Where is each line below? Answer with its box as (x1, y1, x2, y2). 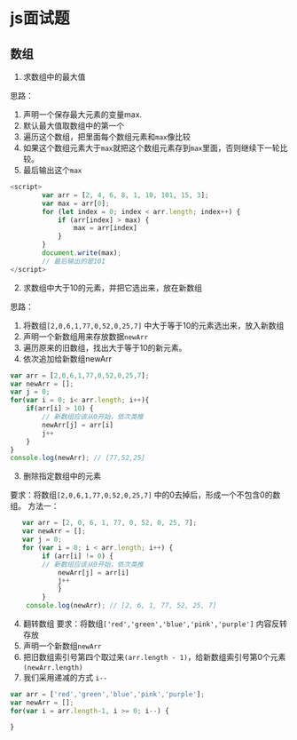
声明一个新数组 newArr (22, 641, 102, 651)
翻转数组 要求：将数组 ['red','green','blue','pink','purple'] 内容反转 (22, 618, 287, 629)
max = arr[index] (73, 224, 138, 233)
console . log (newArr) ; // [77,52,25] (10, 454, 145, 463)
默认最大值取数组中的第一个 (22, 121, 125, 131)
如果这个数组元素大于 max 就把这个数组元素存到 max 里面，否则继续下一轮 (22, 143, 280, 153)
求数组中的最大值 (22, 72, 86, 82)
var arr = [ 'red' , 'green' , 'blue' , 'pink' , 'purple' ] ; (10, 689, 205, 698)
